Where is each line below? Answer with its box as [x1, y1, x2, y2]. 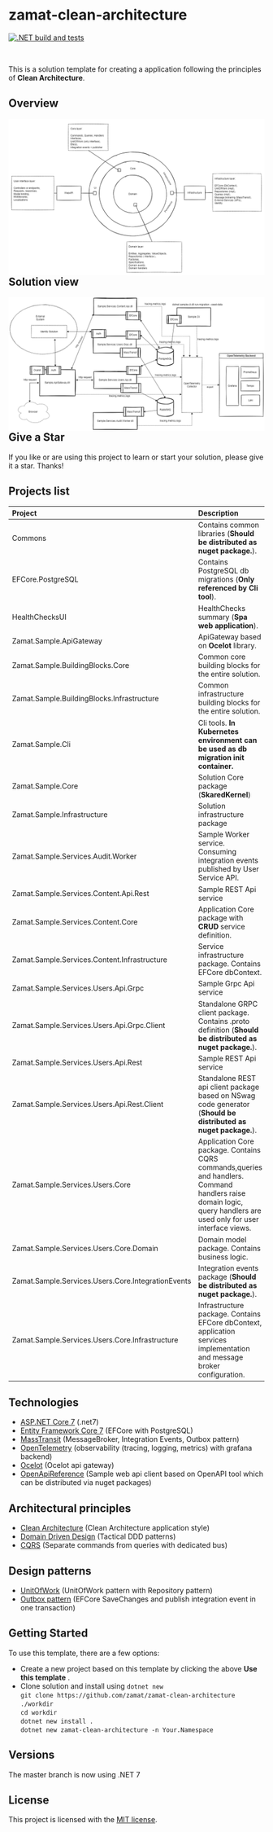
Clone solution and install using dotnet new [19, 1680, 164, 1691]
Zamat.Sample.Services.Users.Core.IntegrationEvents [11, 1276, 192, 1286]
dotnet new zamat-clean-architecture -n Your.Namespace [19, 1725, 214, 1734]
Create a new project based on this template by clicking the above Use [19, 1663, 258, 1673]
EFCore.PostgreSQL [11, 574, 79, 584]
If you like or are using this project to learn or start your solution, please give [8, 452, 264, 462]
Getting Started [8, 1627, 89, 1641]
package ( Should [197, 1272, 257, 1281]
